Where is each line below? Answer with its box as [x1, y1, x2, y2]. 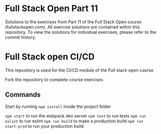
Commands [5, 90, 41, 99]
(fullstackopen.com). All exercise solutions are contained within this [5, 24, 140, 30]
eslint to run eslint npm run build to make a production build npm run [5, 118, 144, 124]
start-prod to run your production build [5, 123, 84, 129]
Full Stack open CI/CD [5, 51, 95, 62]
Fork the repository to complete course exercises [5, 76, 103, 82]
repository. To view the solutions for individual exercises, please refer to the [5, 29, 157, 35]
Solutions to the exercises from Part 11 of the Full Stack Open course [5, 19, 142, 25]
